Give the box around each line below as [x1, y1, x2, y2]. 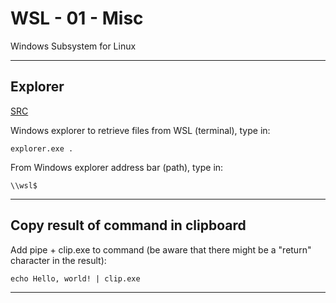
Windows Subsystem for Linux [10, 40, 137, 52]
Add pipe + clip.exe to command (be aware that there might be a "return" [10, 243, 312, 256]
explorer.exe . [10, 143, 74, 154]
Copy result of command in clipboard [10, 217, 247, 234]
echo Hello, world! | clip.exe [10, 273, 141, 284]
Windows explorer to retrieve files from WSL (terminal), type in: [10, 124, 271, 136]
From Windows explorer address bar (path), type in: [10, 161, 224, 173]
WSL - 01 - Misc [10, 7, 144, 30]
